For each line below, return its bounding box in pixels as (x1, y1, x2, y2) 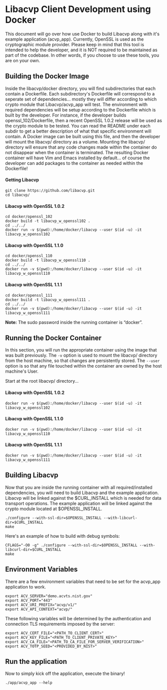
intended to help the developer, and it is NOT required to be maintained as (5, 47, 157, 53)
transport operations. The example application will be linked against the (5, 500, 152, 506)
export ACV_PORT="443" (5, 598, 52, 603)
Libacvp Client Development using (5, 4, 151, 15)
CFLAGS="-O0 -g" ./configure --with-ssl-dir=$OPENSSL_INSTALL (5, 542, 137, 548)
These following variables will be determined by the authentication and (5, 615, 151, 621)
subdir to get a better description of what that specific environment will (5, 128, 151, 134)
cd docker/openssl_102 (5, 214, 52, 219)
